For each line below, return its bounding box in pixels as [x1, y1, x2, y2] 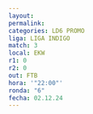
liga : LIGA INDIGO [8, 34, 70, 43]
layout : [8, 11, 35, 20]
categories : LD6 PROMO [8, 26, 85, 35]
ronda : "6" [8, 86, 45, 95]
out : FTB [8, 71, 38, 79]
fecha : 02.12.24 [8, 94, 63, 102]
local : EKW [8, 49, 45, 57]
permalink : [8, 19, 45, 27]
